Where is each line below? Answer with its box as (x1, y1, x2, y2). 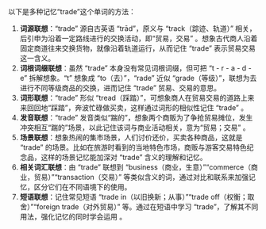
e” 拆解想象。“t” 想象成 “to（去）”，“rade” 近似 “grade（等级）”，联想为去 (19, 74, 257, 82)
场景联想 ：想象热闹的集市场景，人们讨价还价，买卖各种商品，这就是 (19, 133, 243, 142)
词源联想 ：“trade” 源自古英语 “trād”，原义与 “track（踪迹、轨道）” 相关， (19, 24, 256, 33)
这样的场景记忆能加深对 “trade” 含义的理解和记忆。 (40, 153, 208, 162)
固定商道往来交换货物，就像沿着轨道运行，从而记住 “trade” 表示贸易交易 (19, 44, 256, 53)
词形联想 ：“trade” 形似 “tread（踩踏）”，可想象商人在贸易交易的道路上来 (19, 94, 255, 102)
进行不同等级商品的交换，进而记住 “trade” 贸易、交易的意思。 (19, 83, 222, 93)
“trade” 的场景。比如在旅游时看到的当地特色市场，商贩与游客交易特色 (19, 143, 248, 152)
